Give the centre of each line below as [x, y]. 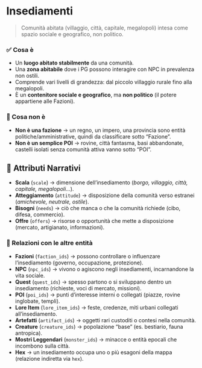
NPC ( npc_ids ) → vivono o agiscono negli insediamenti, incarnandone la [104, 269]
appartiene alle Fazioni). [45, 101]
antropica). [29, 333]
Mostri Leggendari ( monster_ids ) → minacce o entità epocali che [96, 339]
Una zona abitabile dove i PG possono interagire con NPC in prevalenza [105, 69]
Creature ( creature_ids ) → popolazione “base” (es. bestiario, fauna [99, 326]
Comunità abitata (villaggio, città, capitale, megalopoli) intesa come [104, 28]
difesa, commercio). [40, 214]
